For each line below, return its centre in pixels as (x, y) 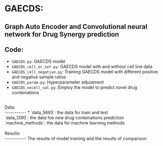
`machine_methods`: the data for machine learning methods (65, 123)
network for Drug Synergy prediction (62, 34)
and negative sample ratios (39, 77)
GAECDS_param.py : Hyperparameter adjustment (58, 82)
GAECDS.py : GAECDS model (38, 61)
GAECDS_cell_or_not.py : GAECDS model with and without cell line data (82, 66)
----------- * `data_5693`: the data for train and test (56, 112)
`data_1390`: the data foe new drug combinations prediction (64, 118)
